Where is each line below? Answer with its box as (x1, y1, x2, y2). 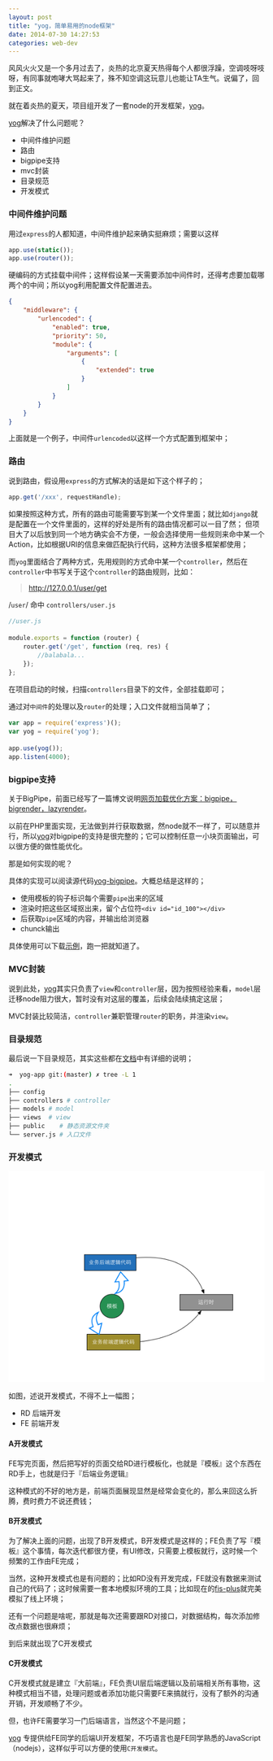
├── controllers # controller (8, 1096, 111, 1105)
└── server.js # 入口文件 (8, 1131, 92, 1139)
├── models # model (8, 1105, 75, 1114)
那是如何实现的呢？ (8, 859, 73, 869)
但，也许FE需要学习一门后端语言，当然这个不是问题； (8, 1716, 188, 1726)
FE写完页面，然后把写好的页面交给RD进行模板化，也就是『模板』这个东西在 (8, 1458, 262, 1468)
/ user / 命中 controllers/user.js (8, 599, 116, 609)
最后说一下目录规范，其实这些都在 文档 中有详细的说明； (8, 1053, 193, 1063)
